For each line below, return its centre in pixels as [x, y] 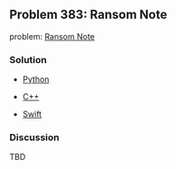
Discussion [35, 138]
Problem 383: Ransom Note [88, 15]
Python [36, 79]
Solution [28, 59]
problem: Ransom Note [52, 36]
